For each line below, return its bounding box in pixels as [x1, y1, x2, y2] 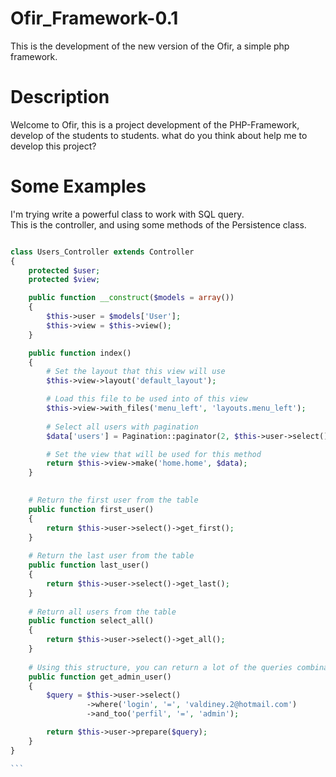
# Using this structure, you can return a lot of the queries [28, 662, 293, 672]
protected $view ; [28, 275, 101, 285]
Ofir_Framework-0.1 [10, 7, 179, 30]
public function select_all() [28, 616, 155, 626]
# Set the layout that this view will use [46, 367, 226, 377]
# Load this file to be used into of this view [46, 394, 248, 404]
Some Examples [10, 175, 147, 198]
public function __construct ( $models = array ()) [28, 293, 235, 303]
